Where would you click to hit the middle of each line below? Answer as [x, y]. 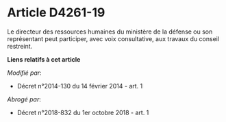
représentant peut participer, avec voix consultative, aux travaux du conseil [113, 38]
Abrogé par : [24, 99]
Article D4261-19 [56, 13]
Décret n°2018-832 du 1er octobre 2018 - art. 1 [83, 112]
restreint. [20, 46]
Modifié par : [25, 73]
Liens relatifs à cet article [44, 59]
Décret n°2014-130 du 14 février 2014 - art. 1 [80, 86]
